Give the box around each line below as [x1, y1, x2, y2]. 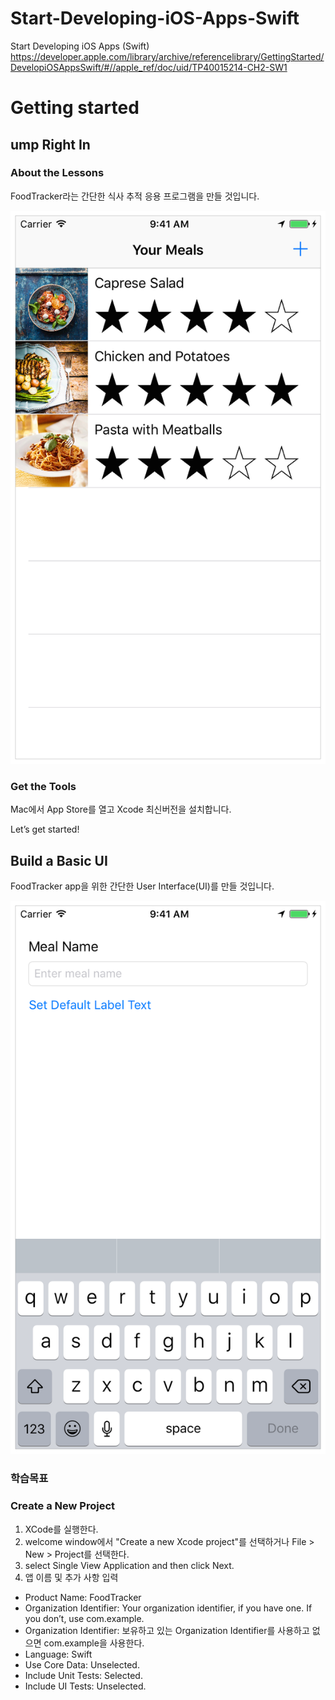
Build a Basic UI [10, 852, 108, 869]
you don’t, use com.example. [24, 1612, 145, 1624]
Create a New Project [10, 1499, 116, 1513]
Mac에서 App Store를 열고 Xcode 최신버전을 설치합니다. [10, 803, 232, 816]
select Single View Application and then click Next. [24, 1559, 235, 1571]
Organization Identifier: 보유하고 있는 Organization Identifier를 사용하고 [24, 1624, 310, 1636]
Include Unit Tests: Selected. [24, 1669, 143, 1681]
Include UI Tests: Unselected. [24, 1680, 147, 1692]
